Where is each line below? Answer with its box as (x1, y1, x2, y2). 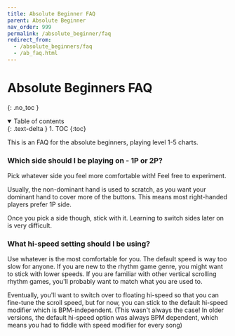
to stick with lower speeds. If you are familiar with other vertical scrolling (7, 270, 217, 278)
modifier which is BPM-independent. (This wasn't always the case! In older (7, 306, 224, 314)
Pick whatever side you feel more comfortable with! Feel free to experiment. (7, 172, 227, 180)
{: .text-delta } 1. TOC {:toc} (7, 124, 86, 132)
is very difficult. (7, 221, 53, 230)
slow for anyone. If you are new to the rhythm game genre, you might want (7, 262, 223, 271)
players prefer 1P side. (7, 200, 72, 209)
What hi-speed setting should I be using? (7, 239, 151, 249)
